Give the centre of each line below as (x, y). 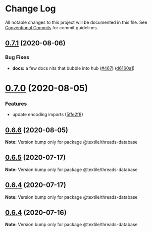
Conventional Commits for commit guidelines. (51, 27)
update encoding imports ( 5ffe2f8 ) (48, 115)
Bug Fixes (17, 58)
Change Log (30, 9)
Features (16, 104)
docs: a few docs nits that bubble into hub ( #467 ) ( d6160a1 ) (73, 68)
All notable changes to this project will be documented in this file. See (76, 22)
